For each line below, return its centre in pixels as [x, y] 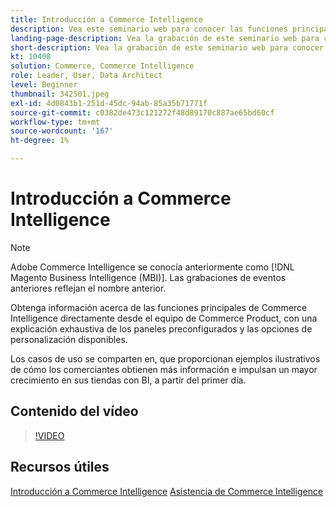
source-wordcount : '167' [62, 131]
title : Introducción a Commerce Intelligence [106, 19]
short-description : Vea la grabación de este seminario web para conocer [167, 47]
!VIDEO [49, 435]
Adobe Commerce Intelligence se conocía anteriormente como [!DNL [152, 267]
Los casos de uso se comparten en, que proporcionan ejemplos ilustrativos [165, 358]
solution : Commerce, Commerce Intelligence [102, 66]
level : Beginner [44, 85]
